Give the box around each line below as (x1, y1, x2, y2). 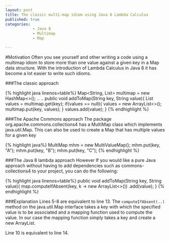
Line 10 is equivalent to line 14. (5, 229, 69, 236)
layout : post (5, 7, 33, 13)
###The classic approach (5, 80, 59, 86)
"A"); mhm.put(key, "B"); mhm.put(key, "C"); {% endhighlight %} (5, 147, 140, 153)
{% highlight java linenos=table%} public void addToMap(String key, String (5, 178, 162, 184)
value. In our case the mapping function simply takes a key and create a (5, 214, 156, 221)
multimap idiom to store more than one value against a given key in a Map (5, 59, 159, 65)
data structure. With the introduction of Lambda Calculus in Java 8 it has (5, 64, 157, 71)
